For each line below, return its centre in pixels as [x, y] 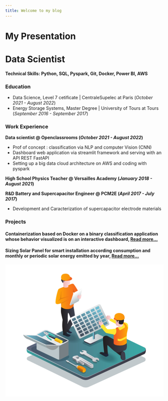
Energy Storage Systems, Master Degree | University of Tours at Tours [86, 108]
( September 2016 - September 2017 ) [50, 113]
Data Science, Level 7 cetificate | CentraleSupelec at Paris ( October [83, 97]
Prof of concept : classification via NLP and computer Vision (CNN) [82, 147]
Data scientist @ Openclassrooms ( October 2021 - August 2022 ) [74, 138]
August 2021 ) [20, 184]
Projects [16, 222]
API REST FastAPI [31, 158]
